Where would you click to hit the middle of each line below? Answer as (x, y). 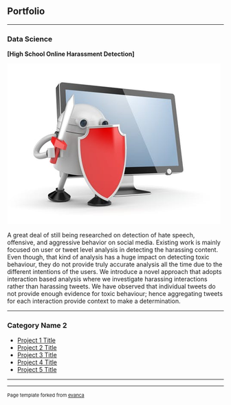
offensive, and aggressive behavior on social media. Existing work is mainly (114, 243)
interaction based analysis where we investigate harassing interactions (107, 279)
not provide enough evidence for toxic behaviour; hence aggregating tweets (115, 294)
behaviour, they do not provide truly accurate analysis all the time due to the (115, 264)
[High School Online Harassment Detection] (71, 54)
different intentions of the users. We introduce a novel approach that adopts (114, 272)
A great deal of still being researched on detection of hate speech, (101, 235)
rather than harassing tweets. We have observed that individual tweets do (111, 286)
